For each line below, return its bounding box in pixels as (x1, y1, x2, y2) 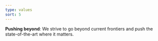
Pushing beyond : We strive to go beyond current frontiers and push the (5, 25, 153, 31)
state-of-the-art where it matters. (5, 31, 74, 37)
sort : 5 (5, 12, 21, 17)
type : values (5, 7, 32, 12)
